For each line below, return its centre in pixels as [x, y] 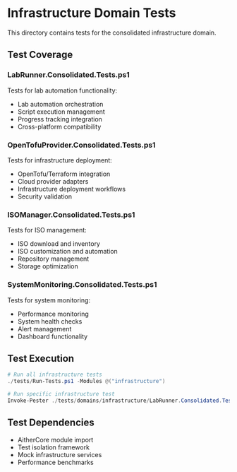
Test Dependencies [51, 423]
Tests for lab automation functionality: [62, 90]
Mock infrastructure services [60, 454]
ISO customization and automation [67, 252]
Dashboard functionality [53, 336]
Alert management [44, 329]
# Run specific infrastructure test [61, 394]
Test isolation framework [54, 447]
